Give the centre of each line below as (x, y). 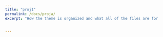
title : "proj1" (20, 9)
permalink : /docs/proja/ (30, 14)
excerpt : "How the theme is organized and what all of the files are (77, 18)
